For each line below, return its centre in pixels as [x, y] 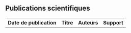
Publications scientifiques [48, 8]
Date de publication [32, 22]
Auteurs [88, 22]
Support [113, 22]
